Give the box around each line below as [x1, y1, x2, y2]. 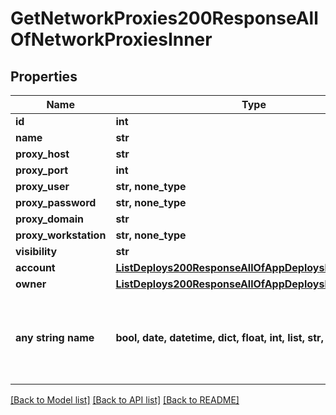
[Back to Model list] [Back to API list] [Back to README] [10, 394, 240, 406]
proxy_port [15, 163, 69, 177]
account [15, 261, 56, 274]
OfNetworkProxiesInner [10, 28, 213, 51]
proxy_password [15, 196, 97, 209]
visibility [15, 245, 58, 258]
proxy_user [15, 180, 70, 193]
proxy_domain [15, 212, 85, 226]
